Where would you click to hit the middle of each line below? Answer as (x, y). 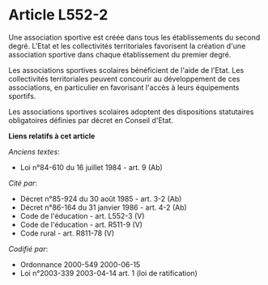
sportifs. (22, 96)
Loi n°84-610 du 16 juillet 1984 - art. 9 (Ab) (91, 167)
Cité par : (23, 183)
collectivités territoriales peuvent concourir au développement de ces (124, 79)
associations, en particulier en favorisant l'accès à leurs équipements (124, 87)
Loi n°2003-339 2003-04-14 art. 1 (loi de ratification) (109, 273)
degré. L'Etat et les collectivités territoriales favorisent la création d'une (127, 45)
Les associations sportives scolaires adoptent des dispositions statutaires (131, 112)
